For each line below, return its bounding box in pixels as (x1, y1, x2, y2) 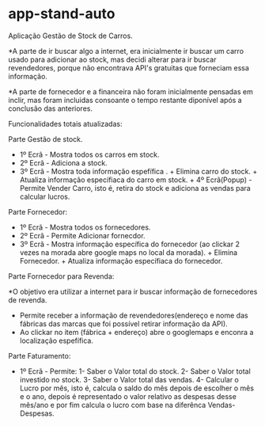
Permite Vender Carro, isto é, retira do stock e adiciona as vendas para (19, 183, 251, 192)
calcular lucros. (19, 192, 70, 201)
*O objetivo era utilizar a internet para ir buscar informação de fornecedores (8, 287, 258, 296)
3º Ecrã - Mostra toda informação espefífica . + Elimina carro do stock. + (19, 166, 258, 176)
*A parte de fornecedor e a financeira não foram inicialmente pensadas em (8, 86, 253, 96)
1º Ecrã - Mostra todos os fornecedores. (19, 223, 151, 232)
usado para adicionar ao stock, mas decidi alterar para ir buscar (8, 55, 217, 64)
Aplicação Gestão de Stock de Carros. (8, 31, 133, 40)
